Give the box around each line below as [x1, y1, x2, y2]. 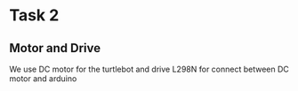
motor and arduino [9, 73, 77, 84]
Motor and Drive [9, 41, 101, 56]
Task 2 [9, 5, 60, 26]
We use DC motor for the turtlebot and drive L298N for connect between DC [9, 64, 289, 74]
